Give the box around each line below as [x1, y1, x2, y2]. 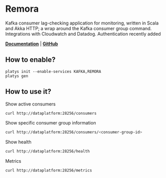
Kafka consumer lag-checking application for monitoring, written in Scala [5, 20, 159, 26]
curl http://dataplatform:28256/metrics [5, 168, 93, 173]
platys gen [5, 73, 29, 79]
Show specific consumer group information [5, 120, 96, 126]
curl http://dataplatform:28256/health [5, 149, 90, 154]
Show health [5, 139, 32, 145]
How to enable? [5, 56, 56, 64]
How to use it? [5, 87, 51, 96]
